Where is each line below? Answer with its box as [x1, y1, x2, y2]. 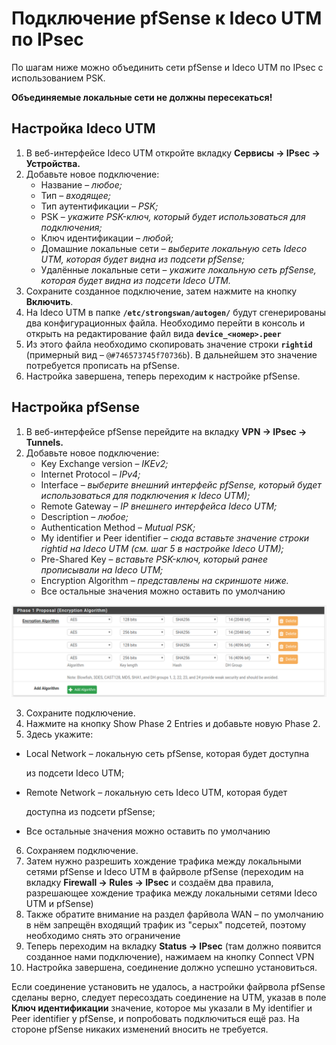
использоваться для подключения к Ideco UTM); [40, 489, 251, 501]
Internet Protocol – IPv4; [40, 468, 141, 480]
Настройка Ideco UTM [11, 120, 156, 137]
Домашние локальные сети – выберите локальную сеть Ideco [40, 242, 308, 254]
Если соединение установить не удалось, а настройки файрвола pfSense [11, 981, 326, 993]
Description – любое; [40, 510, 129, 522]
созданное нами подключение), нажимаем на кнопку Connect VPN [25, 951, 315, 963]
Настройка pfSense [11, 399, 140, 416]
